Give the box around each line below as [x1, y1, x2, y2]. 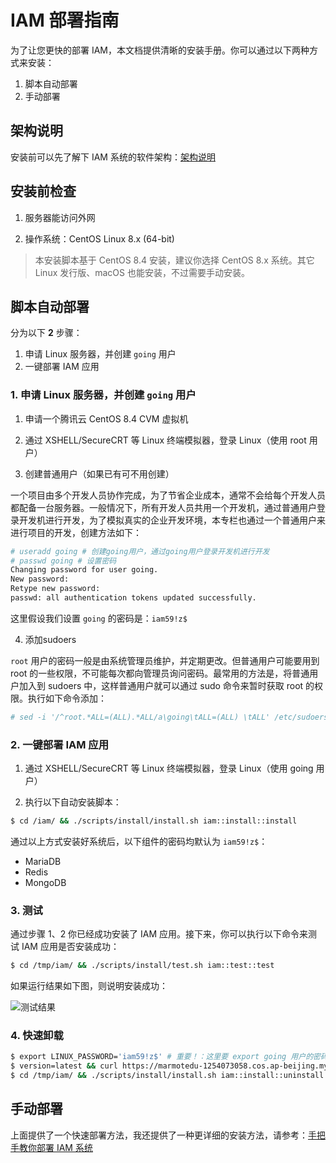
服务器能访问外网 [24, 211, 96, 223]
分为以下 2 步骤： [10, 327, 83, 339]
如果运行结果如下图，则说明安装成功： [10, 980, 168, 992]
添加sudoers [24, 633, 77, 645]
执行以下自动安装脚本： [24, 796, 122, 808]
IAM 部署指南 [10, 9, 120, 32]
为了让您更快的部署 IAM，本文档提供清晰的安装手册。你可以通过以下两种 [10, 44, 310, 56]
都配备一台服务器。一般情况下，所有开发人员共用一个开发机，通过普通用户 [10, 501, 317, 513]
